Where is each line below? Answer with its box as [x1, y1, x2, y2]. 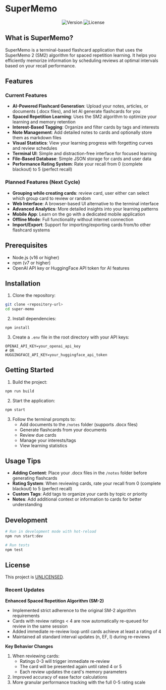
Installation [5, 279, 41, 287]
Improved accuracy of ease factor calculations [12, 674, 108, 680]
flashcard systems [12, 227, 51, 233]
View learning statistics [19, 442, 68, 449]
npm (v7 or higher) [12, 260, 51, 266]
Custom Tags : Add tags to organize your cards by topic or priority [12, 491, 148, 497]
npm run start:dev [5, 534, 43, 539]
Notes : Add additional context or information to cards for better [12, 496, 142, 502]
